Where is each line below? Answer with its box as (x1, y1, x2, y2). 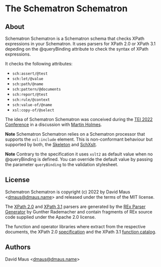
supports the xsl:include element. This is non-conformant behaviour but (5, 136, 153, 142)
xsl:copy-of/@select (12, 108, 54, 113)
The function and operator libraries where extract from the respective (5, 223, 146, 229)
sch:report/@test (12, 92, 48, 97)
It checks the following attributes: (5, 61, 73, 66)
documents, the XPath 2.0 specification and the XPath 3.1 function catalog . (5, 229, 157, 235)
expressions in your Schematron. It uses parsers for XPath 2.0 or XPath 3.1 (5, 41, 156, 47)
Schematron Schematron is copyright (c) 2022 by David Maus (5, 189, 131, 195)
